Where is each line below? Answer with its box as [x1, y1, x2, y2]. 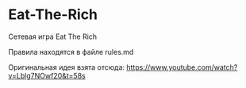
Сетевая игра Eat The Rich [8, 32, 98, 41]
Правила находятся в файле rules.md [8, 47, 134, 56]
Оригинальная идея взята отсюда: [8, 62, 125, 72]
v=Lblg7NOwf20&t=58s [8, 71, 86, 80]
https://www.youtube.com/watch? [126, 62, 238, 72]
